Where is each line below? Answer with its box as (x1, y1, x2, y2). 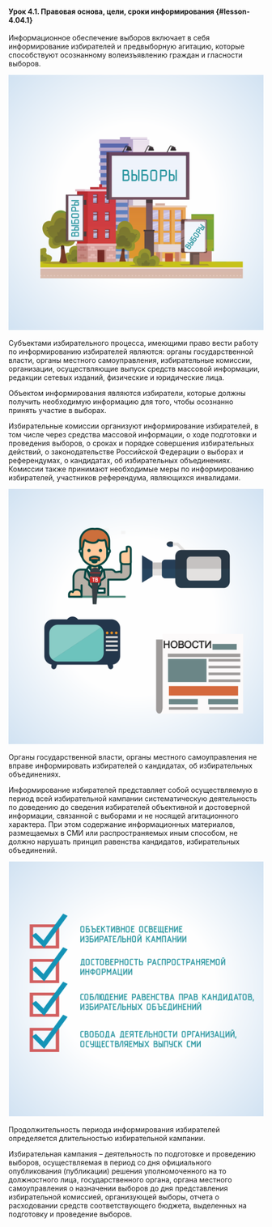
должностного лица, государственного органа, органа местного (8, 1175, 232, 1185)
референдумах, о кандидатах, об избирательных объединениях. (8, 456, 232, 466)
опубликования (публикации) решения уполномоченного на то (8, 1166, 227, 1176)
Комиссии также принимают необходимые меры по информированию (8, 464, 254, 474)
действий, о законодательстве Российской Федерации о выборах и (8, 447, 244, 457)
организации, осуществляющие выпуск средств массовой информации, (8, 364, 261, 374)
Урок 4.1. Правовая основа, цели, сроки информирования (8, 6, 215, 16)
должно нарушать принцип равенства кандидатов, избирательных (8, 837, 240, 846)
